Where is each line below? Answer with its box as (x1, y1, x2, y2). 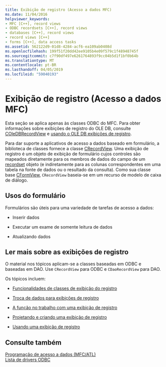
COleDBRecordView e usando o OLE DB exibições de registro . (5, 130, 132, 136)
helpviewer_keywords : (5, 16, 50, 21)
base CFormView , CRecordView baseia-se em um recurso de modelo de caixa (5, 172, 162, 178)
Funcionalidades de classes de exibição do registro (12, 286, 117, 292)
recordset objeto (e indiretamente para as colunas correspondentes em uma (5, 161, 161, 167)
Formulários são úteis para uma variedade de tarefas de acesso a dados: (5, 204, 154, 211)
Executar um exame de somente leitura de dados (12, 224, 112, 230)
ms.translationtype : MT (5, 58, 55, 63)
